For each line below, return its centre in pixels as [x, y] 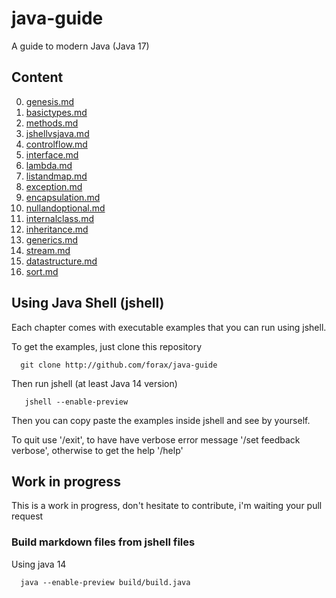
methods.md [52, 123]
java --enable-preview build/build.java [105, 582]
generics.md [52, 239]
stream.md [48, 250]
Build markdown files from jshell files [103, 542]
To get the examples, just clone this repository [107, 346]
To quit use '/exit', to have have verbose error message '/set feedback [156, 439]
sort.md [42, 271]
